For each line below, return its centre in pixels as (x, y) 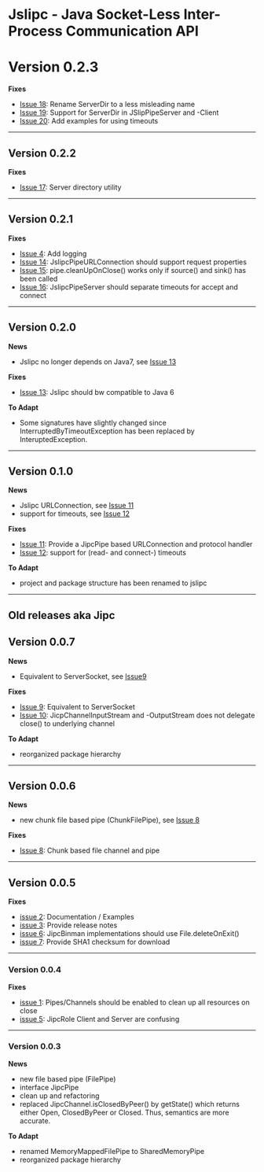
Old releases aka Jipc (62, 615)
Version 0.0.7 (42, 642)
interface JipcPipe (49, 1087)
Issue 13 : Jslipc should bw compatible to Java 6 (97, 392)
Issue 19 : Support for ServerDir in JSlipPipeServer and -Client (119, 112)
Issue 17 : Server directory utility (70, 187)
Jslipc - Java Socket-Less (94, 15)
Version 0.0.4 (35, 970)
